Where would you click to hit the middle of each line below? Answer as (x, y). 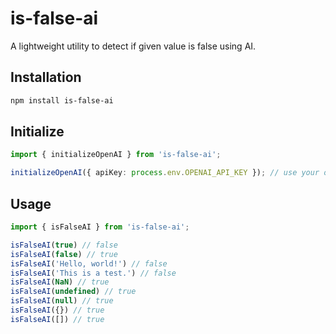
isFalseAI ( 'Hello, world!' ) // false (89, 263)
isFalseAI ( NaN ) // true (60, 282)
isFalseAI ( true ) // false (64, 245)
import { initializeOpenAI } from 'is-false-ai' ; (116, 155)
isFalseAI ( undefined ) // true (73, 292)
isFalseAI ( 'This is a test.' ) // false (93, 273)
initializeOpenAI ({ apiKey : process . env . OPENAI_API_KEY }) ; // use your (165, 173)
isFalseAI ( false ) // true (64, 254)
